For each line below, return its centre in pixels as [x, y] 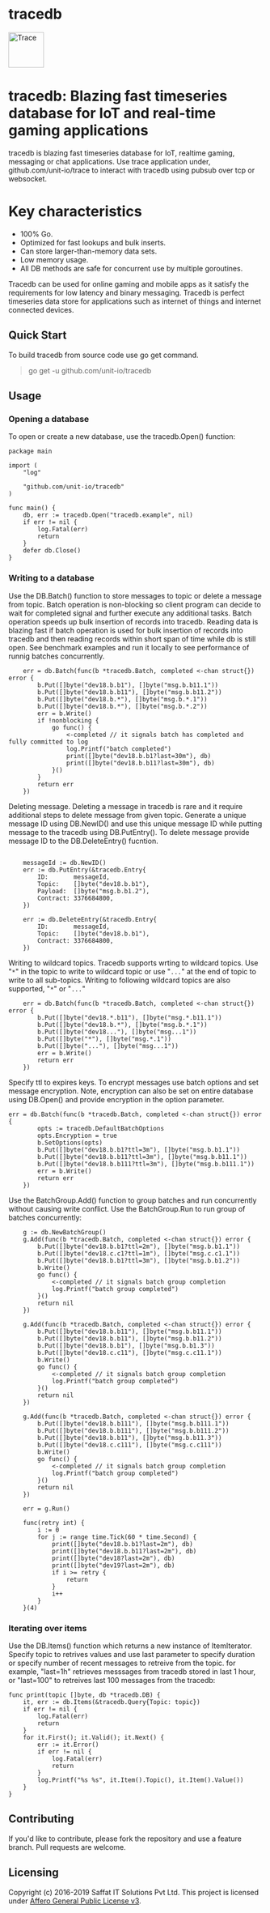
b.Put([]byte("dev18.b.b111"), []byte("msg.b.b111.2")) [133, 1430]
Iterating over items [48, 1628]
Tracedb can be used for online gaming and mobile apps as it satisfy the [129, 283]
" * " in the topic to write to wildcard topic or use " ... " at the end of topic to [133, 971]
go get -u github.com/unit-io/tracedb [90, 370]
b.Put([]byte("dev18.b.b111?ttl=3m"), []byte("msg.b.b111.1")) [146, 1164]
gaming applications [78, 131]
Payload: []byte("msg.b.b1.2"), [94, 891]
